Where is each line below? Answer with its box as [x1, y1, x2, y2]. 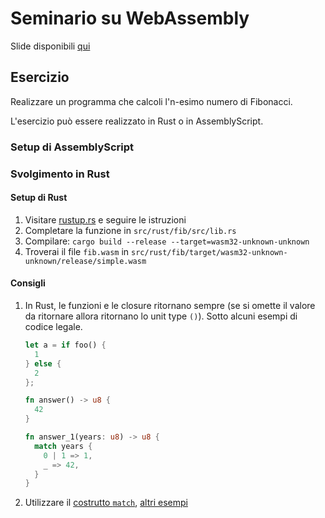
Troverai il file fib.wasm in [24, 245, 130, 257]
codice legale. [24, 321, 83, 332]
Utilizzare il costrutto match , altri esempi [24, 497, 188, 509]
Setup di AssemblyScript [10, 140, 135, 154]
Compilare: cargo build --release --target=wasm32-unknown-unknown [24, 235, 310, 247]
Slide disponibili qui [10, 40, 91, 52]
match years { [34, 441, 93, 451]
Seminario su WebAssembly [10, 7, 250, 30]
